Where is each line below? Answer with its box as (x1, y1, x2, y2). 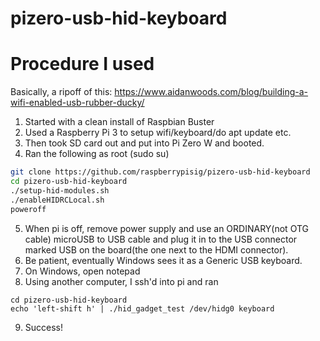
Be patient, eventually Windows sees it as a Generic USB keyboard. (24, 254, 303, 266)
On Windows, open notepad (24, 265, 141, 277)
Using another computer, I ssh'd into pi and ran (24, 275, 219, 287)
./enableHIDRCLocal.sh (10, 195, 105, 205)
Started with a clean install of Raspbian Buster (24, 116, 215, 128)
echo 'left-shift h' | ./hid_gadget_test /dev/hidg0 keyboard (10, 303, 275, 314)
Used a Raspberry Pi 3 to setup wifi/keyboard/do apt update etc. (24, 127, 292, 139)
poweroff (10, 204, 47, 214)
